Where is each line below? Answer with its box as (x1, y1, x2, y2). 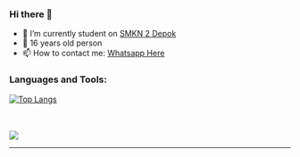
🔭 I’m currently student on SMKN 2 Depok (21, 29, 177, 39)
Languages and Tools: (9, 73, 107, 86)
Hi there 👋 (9, 8, 54, 21)
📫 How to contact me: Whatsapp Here (21, 48, 165, 59)
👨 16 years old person (21, 37, 103, 48)
